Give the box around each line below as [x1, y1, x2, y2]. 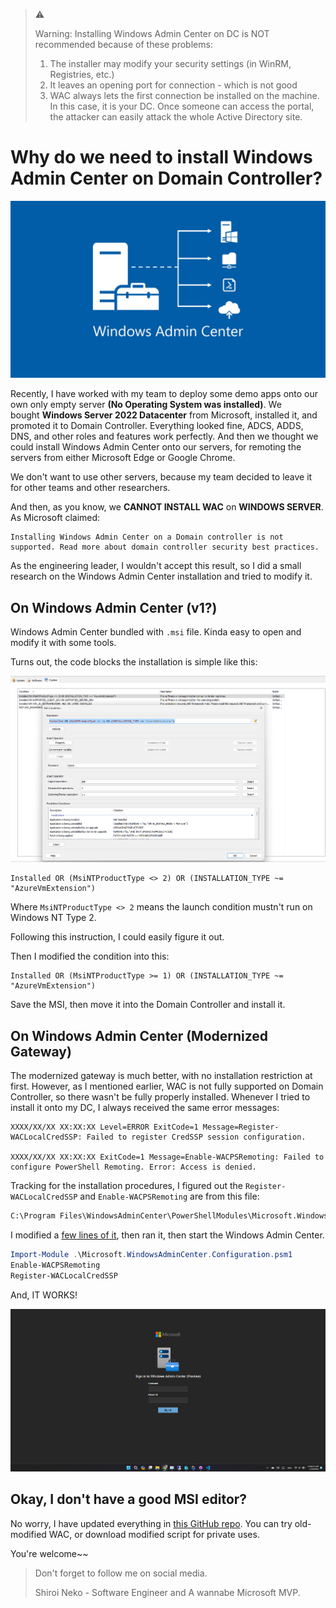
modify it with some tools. [10, 637, 117, 649]
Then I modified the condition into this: [10, 950, 170, 963]
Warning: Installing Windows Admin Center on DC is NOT [34, 28, 270, 39]
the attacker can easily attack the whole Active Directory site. [49, 111, 303, 123]
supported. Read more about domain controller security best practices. [10, 542, 320, 553]
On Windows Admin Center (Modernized [10, 1027, 269, 1044]
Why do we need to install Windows [10, 146, 313, 169]
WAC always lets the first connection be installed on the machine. [49, 90, 320, 101]
